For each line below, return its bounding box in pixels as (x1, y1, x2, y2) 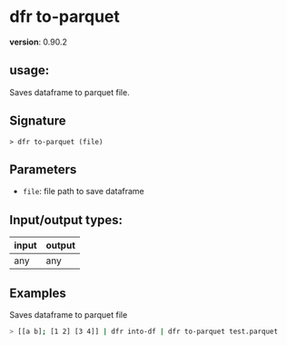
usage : (9, 63, 50, 78)
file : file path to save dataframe (22, 186, 145, 197)
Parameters (9, 162, 77, 177)
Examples (9, 285, 66, 301)
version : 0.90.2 (9, 36, 68, 47)
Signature (9, 113, 66, 129)
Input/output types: (9, 212, 124, 228)
